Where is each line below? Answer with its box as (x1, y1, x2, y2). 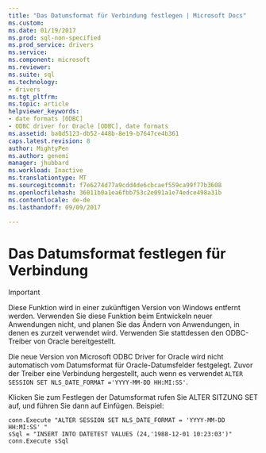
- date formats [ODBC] (8, 115, 83, 123)
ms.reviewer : (8, 63, 52, 71)
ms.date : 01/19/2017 (8, 26, 77, 34)
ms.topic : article (8, 100, 69, 108)
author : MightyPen (8, 144, 69, 152)
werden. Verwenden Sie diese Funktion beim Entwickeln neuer (8, 311, 213, 321)
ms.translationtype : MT (8, 174, 87, 182)
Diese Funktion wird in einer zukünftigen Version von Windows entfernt (8, 303, 241, 313)
